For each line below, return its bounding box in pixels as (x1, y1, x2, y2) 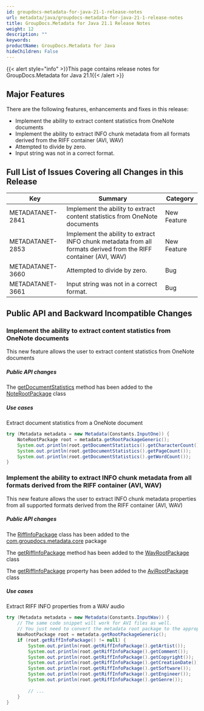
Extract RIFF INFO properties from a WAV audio (6, 603, 125, 610)
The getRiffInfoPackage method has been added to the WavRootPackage (6, 549, 189, 556)
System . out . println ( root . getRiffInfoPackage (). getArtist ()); (28, 642, 186, 649)
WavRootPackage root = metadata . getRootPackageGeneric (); (17, 631, 167, 638)
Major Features (6, 89, 65, 100)
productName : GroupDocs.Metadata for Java (6, 43, 115, 49)
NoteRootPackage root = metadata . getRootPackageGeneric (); (17, 436, 170, 442)
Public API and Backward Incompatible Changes (6, 308, 192, 318)
